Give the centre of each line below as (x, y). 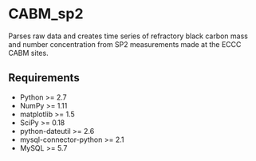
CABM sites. (29, 53)
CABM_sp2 (46, 14)
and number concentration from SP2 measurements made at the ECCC (125, 44)
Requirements (44, 78)
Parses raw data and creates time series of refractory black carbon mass (128, 36)
